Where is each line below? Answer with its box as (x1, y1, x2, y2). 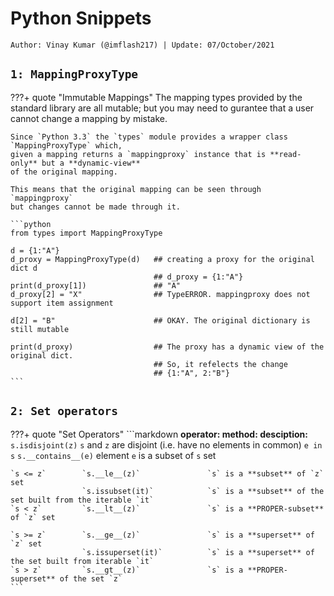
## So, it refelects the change (153, 359, 288, 369)
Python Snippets (10, 7, 152, 30)
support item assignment (10, 298, 114, 308)
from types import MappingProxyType (10, 228, 163, 238)
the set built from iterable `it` (10, 556, 155, 566)
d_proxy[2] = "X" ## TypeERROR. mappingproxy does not (10, 289, 311, 299)
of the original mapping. (10, 167, 118, 177)
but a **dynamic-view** (41, 158, 141, 168)
